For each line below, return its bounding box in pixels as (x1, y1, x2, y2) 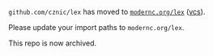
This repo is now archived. (8, 38, 97, 48)
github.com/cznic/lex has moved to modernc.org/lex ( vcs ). (8, 7, 206, 16)
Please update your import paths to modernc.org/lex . (8, 23, 185, 32)
